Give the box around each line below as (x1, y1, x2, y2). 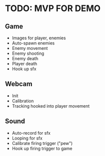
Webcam (5, 80, 33, 88)
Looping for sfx (12, 135, 42, 141)
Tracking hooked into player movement (12, 103, 90, 109)
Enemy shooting (12, 50, 44, 56)
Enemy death (12, 56, 39, 61)
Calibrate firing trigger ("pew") (12, 140, 73, 146)
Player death (12, 61, 38, 66)
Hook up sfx (12, 66, 37, 72)
